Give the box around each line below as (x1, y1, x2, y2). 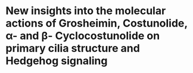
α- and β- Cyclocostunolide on (5, 29, 160, 42)
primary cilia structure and (5, 42, 141, 55)
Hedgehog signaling (5, 54, 108, 68)
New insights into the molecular (5, 4, 166, 18)
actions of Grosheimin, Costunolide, (5, 16, 188, 30)
